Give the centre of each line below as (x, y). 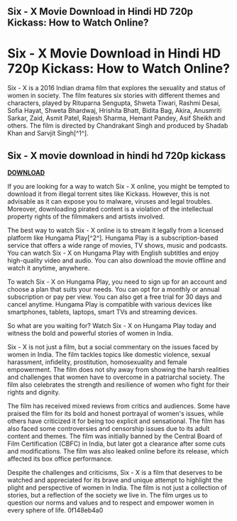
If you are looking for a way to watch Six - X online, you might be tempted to (118, 187)
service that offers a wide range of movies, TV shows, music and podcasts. (118, 246)
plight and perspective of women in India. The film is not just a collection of (117, 488)
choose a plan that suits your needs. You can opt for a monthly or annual (114, 290)
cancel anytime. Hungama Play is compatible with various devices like (110, 305)
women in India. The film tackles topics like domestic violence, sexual (109, 355)
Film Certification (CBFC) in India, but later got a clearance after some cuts (116, 444)
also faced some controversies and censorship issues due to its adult (109, 429)
